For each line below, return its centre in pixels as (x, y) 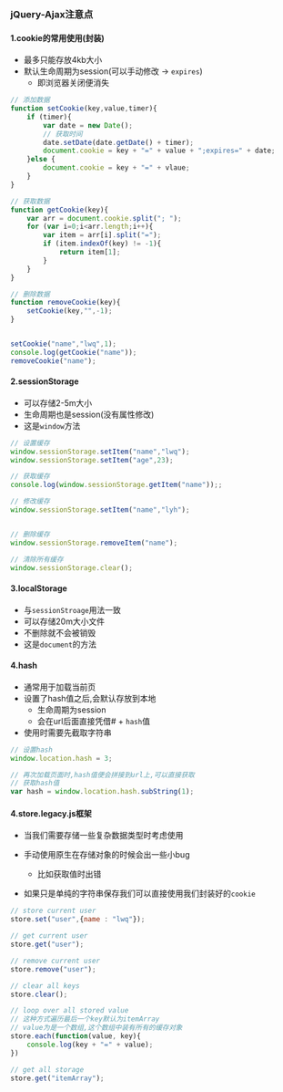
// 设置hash (31, 750)
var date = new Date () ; (88, 125)
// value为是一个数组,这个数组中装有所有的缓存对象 (96, 1028)
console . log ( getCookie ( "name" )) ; (74, 352)
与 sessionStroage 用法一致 (72, 609)
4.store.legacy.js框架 (51, 813)
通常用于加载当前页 (60, 687)
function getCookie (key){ (59, 210)
